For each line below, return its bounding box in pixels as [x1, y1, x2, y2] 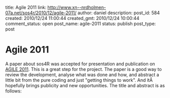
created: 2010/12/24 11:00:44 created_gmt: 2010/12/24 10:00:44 [5, 15, 140, 21]
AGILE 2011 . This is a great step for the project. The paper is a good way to [5, 66, 162, 72]
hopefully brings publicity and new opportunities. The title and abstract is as [5, 82, 165, 88]
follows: [5, 88, 22, 94]
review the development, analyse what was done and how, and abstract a [5, 71, 159, 78]
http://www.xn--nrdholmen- [47, 5, 106, 10]
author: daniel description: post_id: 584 [77, 10, 160, 16]
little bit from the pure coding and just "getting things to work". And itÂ [5, 77, 153, 83]
